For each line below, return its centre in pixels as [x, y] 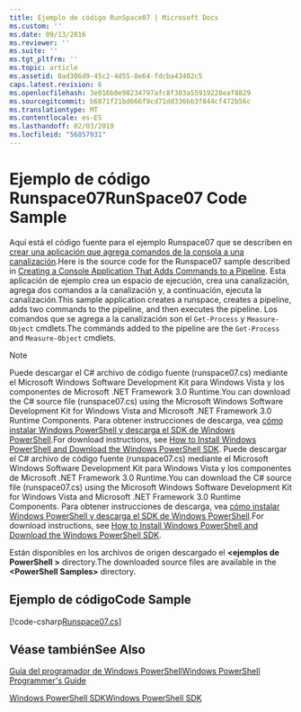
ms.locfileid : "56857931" [58, 135]
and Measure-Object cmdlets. [63, 337]
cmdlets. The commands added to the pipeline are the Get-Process [158, 328]
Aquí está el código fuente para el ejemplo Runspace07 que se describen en [151, 242]
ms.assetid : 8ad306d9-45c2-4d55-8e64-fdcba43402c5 [106, 76]
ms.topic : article [44, 68]
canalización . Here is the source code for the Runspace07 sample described [150, 261]
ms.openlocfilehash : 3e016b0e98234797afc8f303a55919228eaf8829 [130, 93]
